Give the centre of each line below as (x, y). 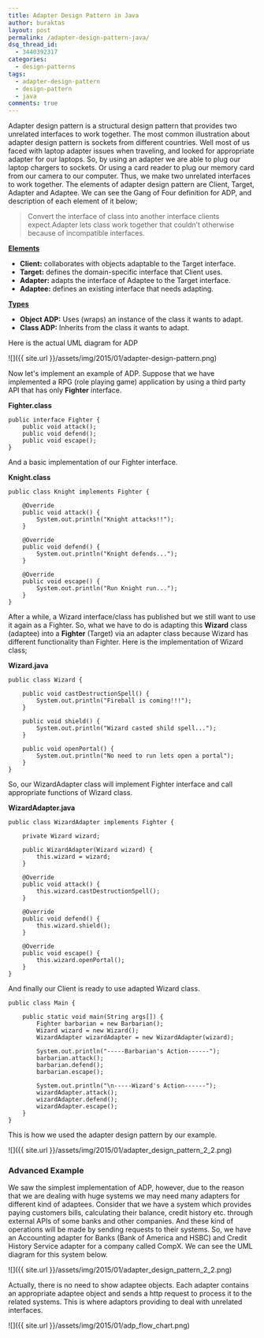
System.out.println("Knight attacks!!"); (106, 520)
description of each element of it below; (73, 201)
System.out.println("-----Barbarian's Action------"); (128, 1052)
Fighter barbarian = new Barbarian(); (100, 1024)
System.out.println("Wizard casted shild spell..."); (126, 728)
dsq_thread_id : (33, 45)
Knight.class (30, 478)
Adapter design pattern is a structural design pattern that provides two (123, 126)
